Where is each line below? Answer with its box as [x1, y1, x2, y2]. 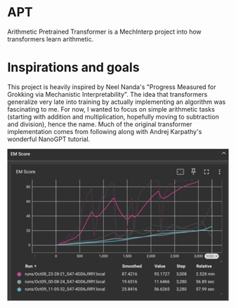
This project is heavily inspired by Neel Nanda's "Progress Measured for [7, 82, 216, 91]
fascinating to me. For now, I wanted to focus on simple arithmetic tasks [7, 105, 216, 113]
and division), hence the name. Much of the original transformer [7, 120, 192, 128]
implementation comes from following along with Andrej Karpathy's [7, 127, 202, 135]
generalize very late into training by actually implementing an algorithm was [7, 98, 226, 106]
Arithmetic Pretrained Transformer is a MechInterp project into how [7, 27, 202, 36]
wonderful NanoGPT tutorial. [7, 135, 91, 143]
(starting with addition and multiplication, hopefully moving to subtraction [7, 112, 219, 121]
